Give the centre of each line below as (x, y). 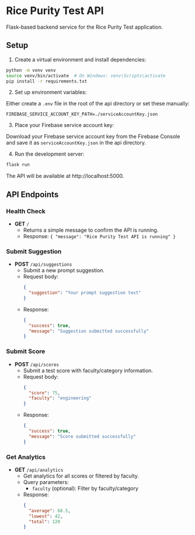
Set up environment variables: (51, 92)
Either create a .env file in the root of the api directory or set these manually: (98, 104)
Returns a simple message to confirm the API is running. (91, 230)
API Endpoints (32, 194)
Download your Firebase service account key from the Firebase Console (93, 136)
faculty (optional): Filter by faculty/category (85, 488)
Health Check (26, 211)
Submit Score (26, 351)
